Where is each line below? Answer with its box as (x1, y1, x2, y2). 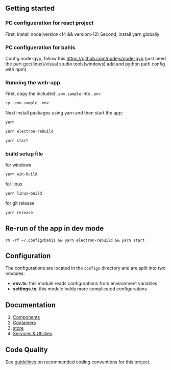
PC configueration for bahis (5, 43, 76, 51)
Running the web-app (5, 79, 60, 86)
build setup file (5, 150, 43, 157)
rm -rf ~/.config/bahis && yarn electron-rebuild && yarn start (5, 238, 145, 243)
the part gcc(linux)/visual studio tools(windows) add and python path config (5, 61, 165, 67)
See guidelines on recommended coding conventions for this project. (5, 359, 151, 365)
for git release (5, 200, 35, 206)
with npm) (5, 66, 27, 72)
